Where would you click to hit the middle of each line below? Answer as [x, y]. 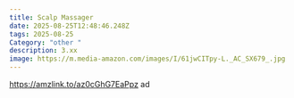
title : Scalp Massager [51, 17]
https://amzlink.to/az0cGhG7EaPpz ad [80, 84]
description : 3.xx [43, 51]
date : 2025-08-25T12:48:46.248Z [69, 26]
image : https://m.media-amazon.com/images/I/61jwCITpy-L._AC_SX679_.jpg [147, 59]
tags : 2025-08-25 [42, 34]
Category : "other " [46, 42]
